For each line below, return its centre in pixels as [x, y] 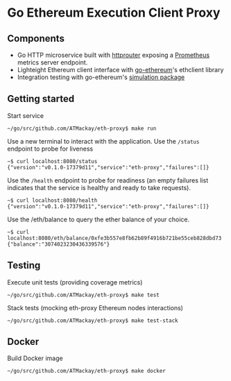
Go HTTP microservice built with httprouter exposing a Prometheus [113, 55]
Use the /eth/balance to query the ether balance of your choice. [99, 219]
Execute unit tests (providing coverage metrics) [75, 282]
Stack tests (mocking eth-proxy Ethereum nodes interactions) [95, 307]
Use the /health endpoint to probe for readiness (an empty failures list [108, 180]
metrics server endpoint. [52, 62]
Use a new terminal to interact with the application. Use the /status [103, 141]
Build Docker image [35, 358]
